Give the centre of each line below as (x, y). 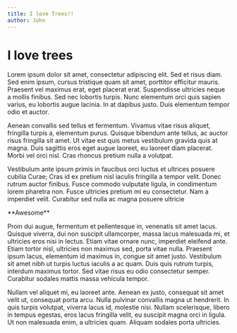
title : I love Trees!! (41, 14)
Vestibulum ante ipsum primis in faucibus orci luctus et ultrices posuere (111, 169)
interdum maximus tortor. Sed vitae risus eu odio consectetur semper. (109, 271)
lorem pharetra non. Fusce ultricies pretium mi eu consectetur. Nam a (108, 191)
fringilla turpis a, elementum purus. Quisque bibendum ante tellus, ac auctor (117, 133)
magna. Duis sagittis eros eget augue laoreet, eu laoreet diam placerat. (110, 148)
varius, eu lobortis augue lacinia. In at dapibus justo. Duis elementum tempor (119, 105)
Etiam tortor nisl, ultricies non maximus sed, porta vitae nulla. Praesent (110, 249)
